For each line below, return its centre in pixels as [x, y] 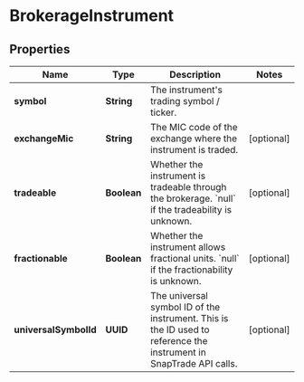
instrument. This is [190, 318]
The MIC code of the [194, 127]
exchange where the [194, 138]
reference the [179, 341]
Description [195, 75]
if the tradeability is [191, 210]
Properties [40, 49]
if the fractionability [192, 270]
